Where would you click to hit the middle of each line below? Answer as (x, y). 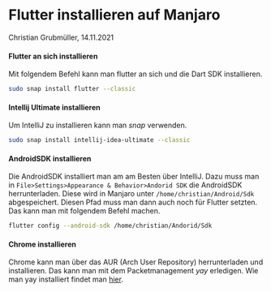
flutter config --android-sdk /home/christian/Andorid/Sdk (110, 226)
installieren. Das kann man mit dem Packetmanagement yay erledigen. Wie (133, 271)
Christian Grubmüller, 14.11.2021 (61, 37)
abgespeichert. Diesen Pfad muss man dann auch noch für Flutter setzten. (133, 202)
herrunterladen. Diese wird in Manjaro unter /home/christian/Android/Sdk (131, 194)
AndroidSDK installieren (50, 158)
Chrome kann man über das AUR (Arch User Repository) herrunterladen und (136, 262)
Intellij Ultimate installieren (54, 107)
